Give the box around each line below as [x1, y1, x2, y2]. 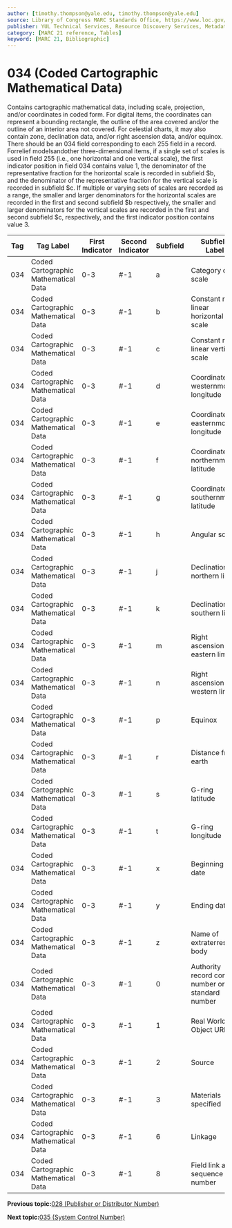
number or [191, 980, 225, 989]
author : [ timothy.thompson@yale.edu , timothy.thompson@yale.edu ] [7, 10, 199, 17]
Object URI [191, 1025, 226, 1035]
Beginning [191, 859, 224, 869]
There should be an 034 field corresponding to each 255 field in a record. [7, 139, 217, 148]
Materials [191, 1091, 221, 1100]
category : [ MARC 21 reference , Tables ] [7, 29, 122, 37]
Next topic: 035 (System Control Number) [7, 1213, 126, 1222]
